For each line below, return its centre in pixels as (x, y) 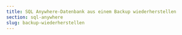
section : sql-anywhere (35, 17)
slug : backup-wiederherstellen (45, 23)
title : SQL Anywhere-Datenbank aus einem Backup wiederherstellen (91, 12)
